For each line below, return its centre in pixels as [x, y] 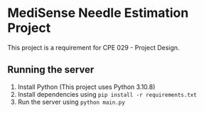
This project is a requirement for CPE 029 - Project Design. [93, 47]
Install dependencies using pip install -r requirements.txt [107, 94]
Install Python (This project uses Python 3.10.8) [86, 87]
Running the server [51, 70]
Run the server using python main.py [71, 102]
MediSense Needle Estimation [98, 13]
